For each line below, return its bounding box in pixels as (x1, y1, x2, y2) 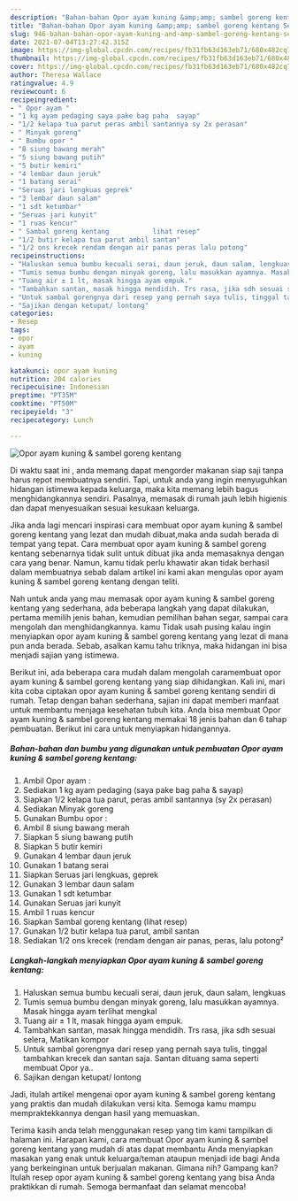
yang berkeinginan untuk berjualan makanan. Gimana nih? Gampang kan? (10, 1162, 279, 1173)
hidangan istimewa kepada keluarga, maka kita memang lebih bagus (10, 483, 259, 494)
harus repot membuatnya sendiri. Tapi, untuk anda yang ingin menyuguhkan (10, 474, 288, 485)
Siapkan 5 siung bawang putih (22, 831, 134, 842)
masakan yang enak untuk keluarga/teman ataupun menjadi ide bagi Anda (10, 1152, 280, 1164)
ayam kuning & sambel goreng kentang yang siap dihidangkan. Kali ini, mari (10, 676, 286, 687)
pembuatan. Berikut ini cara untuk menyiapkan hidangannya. (10, 723, 231, 734)
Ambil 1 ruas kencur (22, 906, 96, 917)
